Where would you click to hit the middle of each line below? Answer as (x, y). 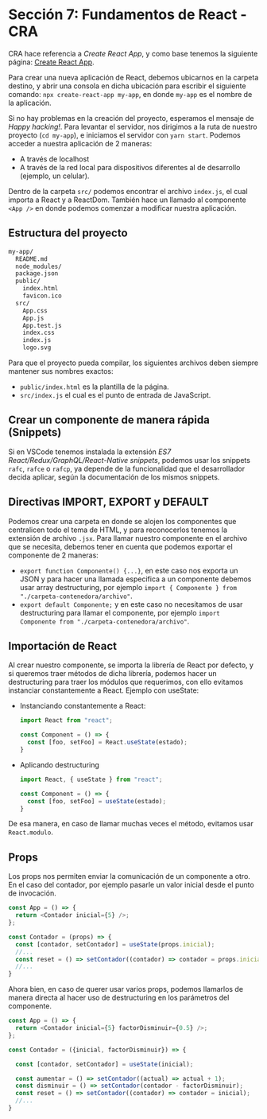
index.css (39, 333)
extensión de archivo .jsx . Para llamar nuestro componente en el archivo (128, 538)
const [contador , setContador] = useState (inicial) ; (104, 1064)
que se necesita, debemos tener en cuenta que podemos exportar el (120, 546)
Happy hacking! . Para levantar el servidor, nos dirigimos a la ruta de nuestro (133, 126)
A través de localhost (54, 159)
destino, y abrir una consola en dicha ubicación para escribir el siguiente (127, 86)
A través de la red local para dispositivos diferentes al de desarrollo (130, 167)
